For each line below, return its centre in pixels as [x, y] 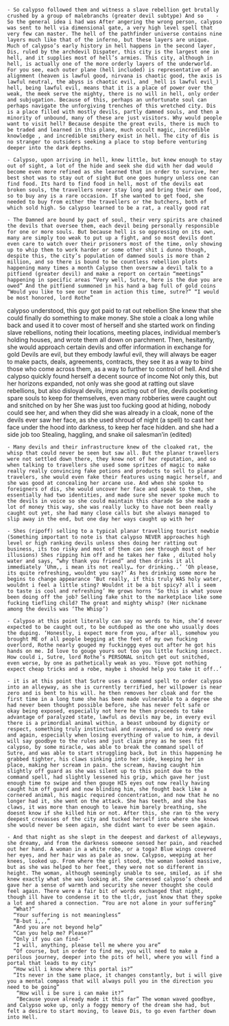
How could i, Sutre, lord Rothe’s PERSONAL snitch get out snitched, [109, 657]
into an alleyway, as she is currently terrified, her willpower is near [115, 687]
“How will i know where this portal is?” [73, 969]
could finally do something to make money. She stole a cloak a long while [110, 318]
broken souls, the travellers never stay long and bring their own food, [115, 190]
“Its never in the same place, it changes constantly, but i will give [118, 975]
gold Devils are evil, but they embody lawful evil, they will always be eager [112, 354]
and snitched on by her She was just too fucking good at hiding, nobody [109, 405]
